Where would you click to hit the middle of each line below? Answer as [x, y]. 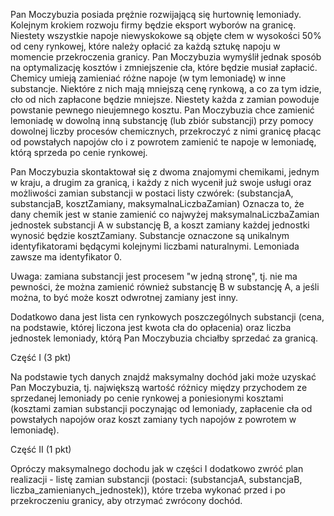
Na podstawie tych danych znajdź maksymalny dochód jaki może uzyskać [163, 377]
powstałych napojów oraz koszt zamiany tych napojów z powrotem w [153, 419]
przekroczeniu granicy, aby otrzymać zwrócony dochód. [126, 500]
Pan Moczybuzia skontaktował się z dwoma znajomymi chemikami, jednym [165, 172]
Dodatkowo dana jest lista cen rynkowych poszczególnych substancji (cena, [167, 317]
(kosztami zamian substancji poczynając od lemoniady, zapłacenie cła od [161, 408]
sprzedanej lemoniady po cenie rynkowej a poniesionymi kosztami [147, 398]
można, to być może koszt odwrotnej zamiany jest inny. [124, 297]
